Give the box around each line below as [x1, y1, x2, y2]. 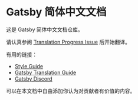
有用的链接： [6, 51, 37, 58]
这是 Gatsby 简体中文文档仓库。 [6, 26, 84, 33]
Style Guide [14, 62, 43, 69]
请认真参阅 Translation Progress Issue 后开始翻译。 [6, 38, 131, 45]
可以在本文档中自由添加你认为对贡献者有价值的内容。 [6, 87, 136, 94]
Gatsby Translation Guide [14, 69, 77, 76]
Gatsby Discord [14, 75, 52, 82]
